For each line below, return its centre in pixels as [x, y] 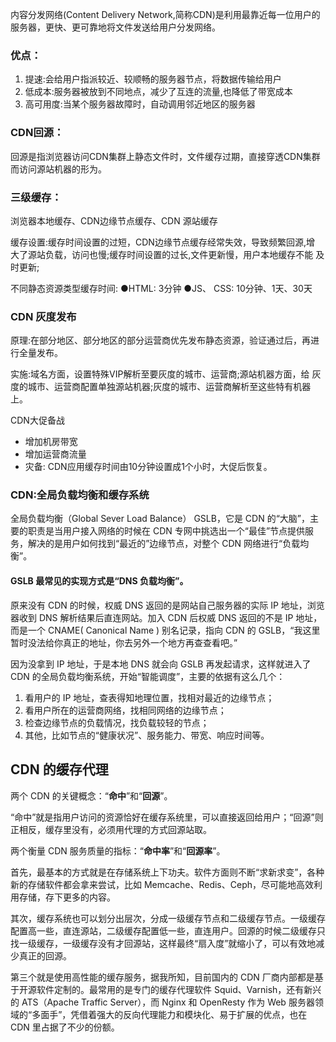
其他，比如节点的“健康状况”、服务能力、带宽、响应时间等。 [147, 735]
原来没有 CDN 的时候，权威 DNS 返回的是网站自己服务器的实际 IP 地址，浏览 [167, 605]
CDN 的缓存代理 [59, 769]
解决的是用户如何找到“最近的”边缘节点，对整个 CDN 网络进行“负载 [164, 544]
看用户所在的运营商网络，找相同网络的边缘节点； [125, 710]
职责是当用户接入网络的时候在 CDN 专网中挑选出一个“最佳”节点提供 [166, 531]
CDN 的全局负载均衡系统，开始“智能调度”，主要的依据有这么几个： [148, 676]
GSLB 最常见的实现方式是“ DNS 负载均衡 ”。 [99, 581]
